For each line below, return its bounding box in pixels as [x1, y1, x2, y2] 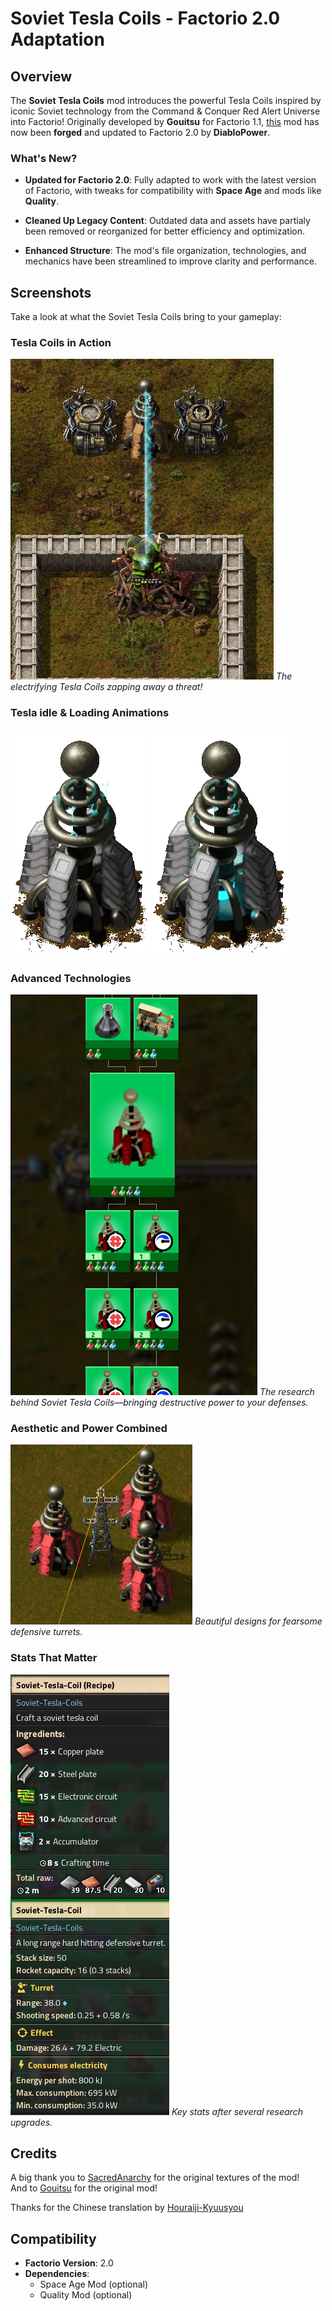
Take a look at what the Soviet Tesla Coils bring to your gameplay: [10, 311, 282, 323]
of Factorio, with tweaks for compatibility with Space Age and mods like [24, 185, 322, 197]
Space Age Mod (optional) [39, 2278, 149, 2291]
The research [259, 1386, 315, 1397]
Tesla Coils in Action [10, 336, 112, 350]
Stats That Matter [10, 1651, 98, 1665]
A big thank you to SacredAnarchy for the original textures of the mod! [10, 2172, 300, 2184]
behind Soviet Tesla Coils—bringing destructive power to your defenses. [10, 1397, 309, 1408]
